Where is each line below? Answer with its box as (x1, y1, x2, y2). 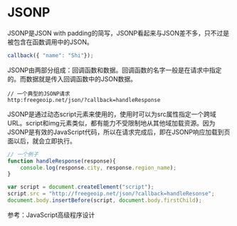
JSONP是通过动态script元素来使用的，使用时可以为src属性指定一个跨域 (7, 110, 216, 118)
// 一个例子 (7, 150, 39, 158)
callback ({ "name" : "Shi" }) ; (7, 51, 94, 59)
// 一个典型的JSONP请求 (7, 90, 70, 97)
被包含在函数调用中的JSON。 (7, 37, 94, 46)
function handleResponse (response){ (7, 158, 116, 165)
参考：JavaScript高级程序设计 (7, 210, 95, 219)
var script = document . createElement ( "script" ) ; (7, 183, 154, 191)
